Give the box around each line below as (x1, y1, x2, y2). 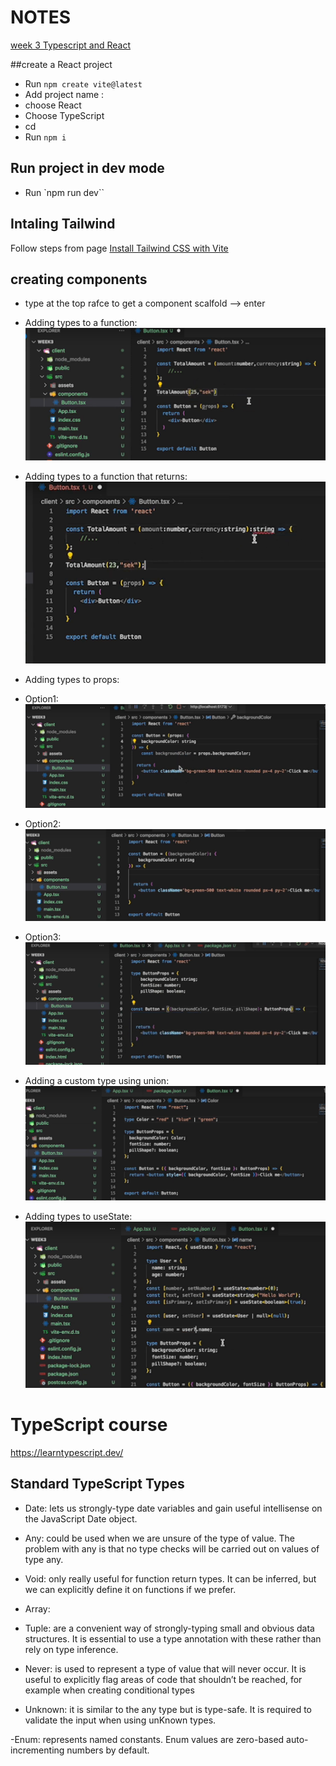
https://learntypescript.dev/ (10, 1446, 124, 1458)
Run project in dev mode (10, 160, 165, 177)
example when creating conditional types (24, 1684, 195, 1696)
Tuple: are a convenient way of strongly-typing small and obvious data (24, 1622, 315, 1634)
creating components (10, 271, 148, 288)
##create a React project (10, 58, 113, 70)
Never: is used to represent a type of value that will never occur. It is (24, 1662, 307, 1675)
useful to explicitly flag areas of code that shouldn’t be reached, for (24, 1673, 303, 1685)
